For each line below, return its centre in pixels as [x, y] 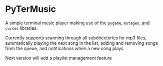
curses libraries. [21, 28]
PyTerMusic [31, 9]
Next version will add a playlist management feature [59, 58]
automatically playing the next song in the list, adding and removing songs [82, 43]
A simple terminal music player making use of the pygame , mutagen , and [77, 23]
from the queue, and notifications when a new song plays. [65, 48]
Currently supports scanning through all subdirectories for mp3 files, [76, 38]
